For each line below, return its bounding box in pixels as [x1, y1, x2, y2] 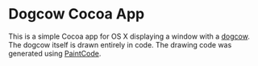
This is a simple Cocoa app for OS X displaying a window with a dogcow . [8, 31, 250, 41]
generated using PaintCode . [8, 48, 102, 58]
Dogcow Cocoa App [8, 5, 145, 23]
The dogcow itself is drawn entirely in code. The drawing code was [8, 39, 232, 49]
